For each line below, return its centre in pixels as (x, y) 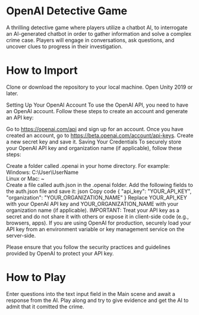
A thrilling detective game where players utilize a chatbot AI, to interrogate (97, 27)
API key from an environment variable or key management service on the (95, 229)
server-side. (21, 235)
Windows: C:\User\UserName (42, 172)
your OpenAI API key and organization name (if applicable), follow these (94, 148)
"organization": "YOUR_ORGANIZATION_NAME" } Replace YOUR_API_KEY (97, 197)
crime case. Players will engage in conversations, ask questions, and (90, 40)
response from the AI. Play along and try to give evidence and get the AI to (97, 300)
